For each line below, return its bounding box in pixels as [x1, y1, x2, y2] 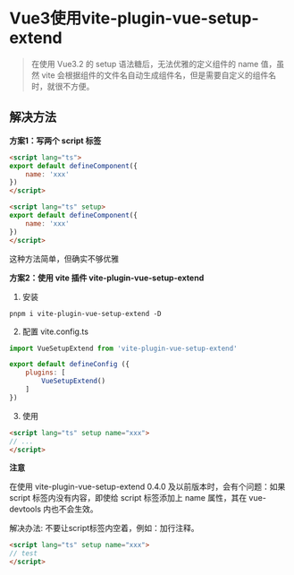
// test [9, 549, 38, 558]
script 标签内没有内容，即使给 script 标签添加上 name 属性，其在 [9, 493, 248, 503]
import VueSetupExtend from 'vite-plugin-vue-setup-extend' [9, 344, 239, 353]
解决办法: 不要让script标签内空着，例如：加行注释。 [9, 523, 199, 534]
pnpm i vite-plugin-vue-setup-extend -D [9, 309, 163, 318]
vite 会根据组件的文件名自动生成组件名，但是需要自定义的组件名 [41, 69, 277, 81]
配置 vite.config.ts [21, 326, 89, 337]
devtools [9, 503, 42, 515]
